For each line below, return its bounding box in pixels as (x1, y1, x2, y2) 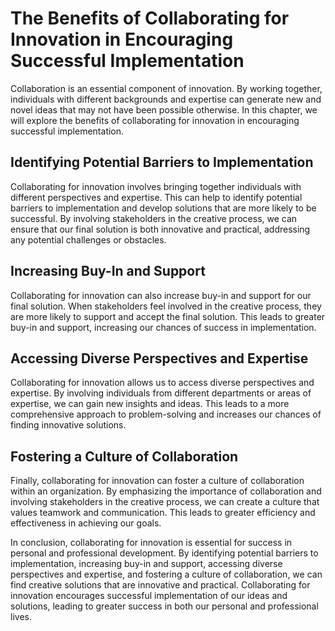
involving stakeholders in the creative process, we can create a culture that (10, 496, 320, 508)
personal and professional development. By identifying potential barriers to (10, 547, 319, 559)
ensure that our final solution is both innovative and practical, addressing (10, 223, 311, 235)
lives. (10, 611, 32, 623)
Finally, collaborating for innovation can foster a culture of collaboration (10, 475, 305, 487)
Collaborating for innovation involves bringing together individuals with (10, 180, 302, 192)
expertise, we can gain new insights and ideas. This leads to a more (10, 398, 290, 410)
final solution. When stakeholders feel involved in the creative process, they (10, 300, 322, 312)
